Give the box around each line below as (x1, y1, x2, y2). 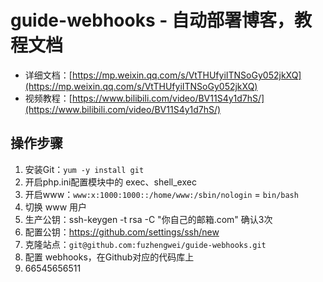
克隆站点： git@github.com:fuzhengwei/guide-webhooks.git (24, 238, 267, 250)
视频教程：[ (24, 92, 73, 104)
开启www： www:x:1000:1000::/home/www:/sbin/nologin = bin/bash (24, 188, 299, 200)
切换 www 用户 (24, 201, 88, 213)
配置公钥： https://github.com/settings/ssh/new (24, 226, 220, 238)
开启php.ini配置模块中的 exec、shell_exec (24, 176, 197, 188)
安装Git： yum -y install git (24, 163, 145, 175)
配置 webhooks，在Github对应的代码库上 (24, 251, 195, 263)
